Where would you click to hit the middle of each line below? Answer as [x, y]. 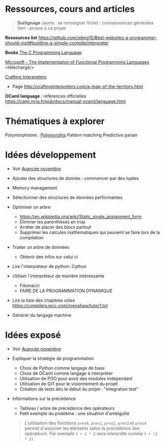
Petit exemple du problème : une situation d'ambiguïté [74, 413]
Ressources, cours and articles [70, 9]
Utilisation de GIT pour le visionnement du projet [69, 384]
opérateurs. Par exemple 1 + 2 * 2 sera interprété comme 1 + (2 [91, 433]
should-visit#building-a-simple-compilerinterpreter [57, 43]
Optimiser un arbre [31, 207]
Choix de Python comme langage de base [62, 368]
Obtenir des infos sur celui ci [49, 257]
